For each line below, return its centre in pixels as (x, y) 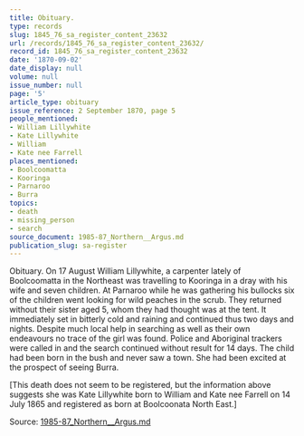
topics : (24, 203)
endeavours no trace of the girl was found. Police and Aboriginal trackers (146, 339)
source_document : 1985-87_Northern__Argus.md (96, 237)
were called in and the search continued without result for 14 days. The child (152, 348)
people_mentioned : (44, 119)
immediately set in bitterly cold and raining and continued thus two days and (152, 319)
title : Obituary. (42, 18)
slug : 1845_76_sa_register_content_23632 (89, 34)
